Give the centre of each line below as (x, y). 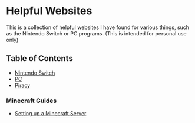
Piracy (22, 85)
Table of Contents (40, 58)
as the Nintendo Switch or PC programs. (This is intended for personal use (96, 33)
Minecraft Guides (32, 101)
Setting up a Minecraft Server (50, 114)
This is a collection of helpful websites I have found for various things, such (98, 27)
